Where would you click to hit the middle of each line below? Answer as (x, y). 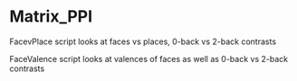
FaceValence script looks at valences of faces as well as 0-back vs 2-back (148, 58)
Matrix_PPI (51, 17)
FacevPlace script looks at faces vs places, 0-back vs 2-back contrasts (143, 41)
